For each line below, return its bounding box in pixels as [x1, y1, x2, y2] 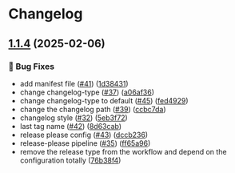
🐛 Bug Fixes [8, 61, 54, 72]
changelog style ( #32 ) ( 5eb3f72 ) [19, 113, 128, 123]
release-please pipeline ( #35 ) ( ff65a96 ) [19, 138, 151, 148]
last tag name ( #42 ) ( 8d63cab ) [19, 121, 122, 131]
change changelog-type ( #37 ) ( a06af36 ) [19, 87, 154, 97]
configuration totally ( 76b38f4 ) [19, 155, 121, 165]
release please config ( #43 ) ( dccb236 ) [19, 130, 149, 139]
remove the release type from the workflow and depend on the [19, 147, 227, 156]
